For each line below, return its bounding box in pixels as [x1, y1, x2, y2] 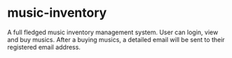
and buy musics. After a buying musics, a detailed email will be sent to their [7, 35, 226, 43]
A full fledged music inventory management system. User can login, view [7, 28, 219, 36]
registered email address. [7, 43, 81, 51]
